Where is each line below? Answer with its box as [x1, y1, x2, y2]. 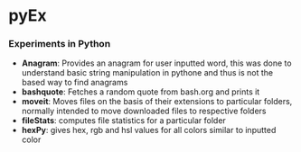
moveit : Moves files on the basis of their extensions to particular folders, [21, 96, 293, 107]
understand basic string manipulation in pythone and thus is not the [21, 67, 273, 78]
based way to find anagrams [21, 77, 128, 88]
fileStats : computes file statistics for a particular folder [21, 115, 227, 126]
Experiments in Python [8, 38, 111, 50]
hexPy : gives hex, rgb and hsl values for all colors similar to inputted [21, 125, 277, 136]
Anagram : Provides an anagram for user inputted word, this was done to [21, 58, 292, 68]
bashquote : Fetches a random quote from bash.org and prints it [21, 86, 260, 97]
